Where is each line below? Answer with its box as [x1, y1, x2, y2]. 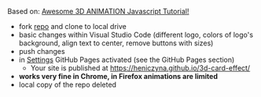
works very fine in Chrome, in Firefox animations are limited [18, 72, 218, 81]
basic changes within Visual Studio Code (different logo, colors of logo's [18, 31, 253, 39]
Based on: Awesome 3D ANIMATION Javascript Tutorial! [7, 7, 189, 16]
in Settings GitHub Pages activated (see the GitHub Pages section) [18, 55, 235, 64]
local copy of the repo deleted [18, 80, 117, 89]
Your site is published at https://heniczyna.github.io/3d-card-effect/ [30, 63, 251, 73]
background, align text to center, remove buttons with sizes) [18, 38, 214, 48]
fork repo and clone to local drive [18, 22, 127, 31]
